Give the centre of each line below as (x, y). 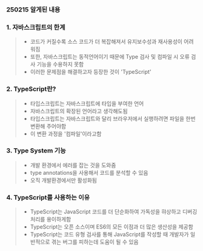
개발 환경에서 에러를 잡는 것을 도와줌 (73, 165)
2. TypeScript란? (31, 89)
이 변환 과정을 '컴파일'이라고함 (66, 134)
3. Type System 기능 (36, 151)
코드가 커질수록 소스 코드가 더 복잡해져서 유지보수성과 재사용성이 (106, 42)
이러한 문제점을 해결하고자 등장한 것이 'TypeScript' (91, 72)
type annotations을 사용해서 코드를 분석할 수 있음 (89, 172)
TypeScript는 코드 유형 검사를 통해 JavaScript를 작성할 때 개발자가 (109, 235)
